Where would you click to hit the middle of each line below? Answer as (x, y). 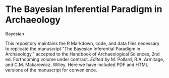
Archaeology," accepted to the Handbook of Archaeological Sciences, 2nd (82, 54)
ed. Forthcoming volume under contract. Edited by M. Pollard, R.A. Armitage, (85, 59)
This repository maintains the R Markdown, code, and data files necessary (82, 43)
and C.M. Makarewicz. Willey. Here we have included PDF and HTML (77, 64)
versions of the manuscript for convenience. (51, 70)
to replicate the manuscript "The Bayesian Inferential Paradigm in (73, 48)
